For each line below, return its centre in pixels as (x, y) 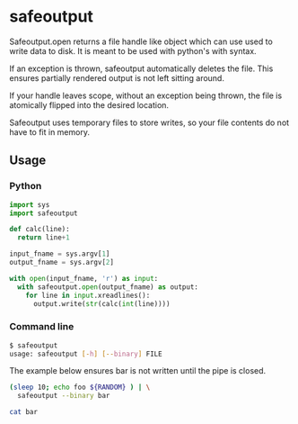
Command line (42, 327)
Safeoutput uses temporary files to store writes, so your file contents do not (149, 122)
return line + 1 (44, 238)
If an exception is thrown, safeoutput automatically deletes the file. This (141, 68)
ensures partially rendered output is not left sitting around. (117, 77)
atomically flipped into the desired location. (89, 104)
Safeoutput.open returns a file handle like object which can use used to (141, 41)
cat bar (24, 412)
